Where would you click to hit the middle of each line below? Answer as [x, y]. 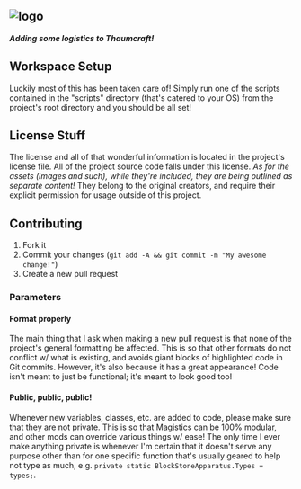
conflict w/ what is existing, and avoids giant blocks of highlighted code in [146, 358]
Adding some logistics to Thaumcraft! [82, 38]
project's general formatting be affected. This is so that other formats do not [150, 348]
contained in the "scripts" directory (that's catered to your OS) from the [142, 98]
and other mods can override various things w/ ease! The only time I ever [145, 436]
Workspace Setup [61, 67]
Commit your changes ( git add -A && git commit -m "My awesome [144, 255]
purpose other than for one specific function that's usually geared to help [145, 456]
